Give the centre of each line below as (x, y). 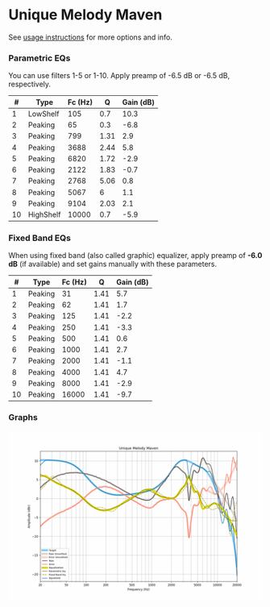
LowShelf (44, 114)
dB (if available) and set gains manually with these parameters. (113, 264)
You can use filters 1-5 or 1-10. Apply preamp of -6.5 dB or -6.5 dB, (119, 76)
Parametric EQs (39, 58)
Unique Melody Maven (85, 15)
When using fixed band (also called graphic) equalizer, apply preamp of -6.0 (135, 256)
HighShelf (44, 214)
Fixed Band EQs (39, 238)
